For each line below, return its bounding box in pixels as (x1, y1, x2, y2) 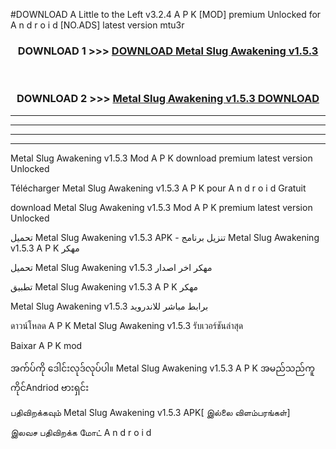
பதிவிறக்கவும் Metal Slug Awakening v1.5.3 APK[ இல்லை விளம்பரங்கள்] (10, 406, 291, 418)
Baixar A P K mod (10, 339, 83, 351)
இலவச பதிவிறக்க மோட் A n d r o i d (10, 426, 152, 438)
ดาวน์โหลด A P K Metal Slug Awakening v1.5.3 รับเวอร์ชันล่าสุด (10, 319, 244, 331)
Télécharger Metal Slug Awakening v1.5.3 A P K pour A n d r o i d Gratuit (10, 182, 307, 194)
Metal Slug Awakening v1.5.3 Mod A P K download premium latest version (10, 152, 313, 164)
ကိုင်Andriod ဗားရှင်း (10, 381, 90, 393)
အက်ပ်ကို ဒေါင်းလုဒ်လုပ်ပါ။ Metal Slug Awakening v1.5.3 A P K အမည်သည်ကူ (10, 362, 315, 374)
